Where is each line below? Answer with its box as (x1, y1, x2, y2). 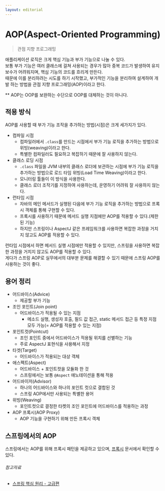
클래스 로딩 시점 (12, 157, 43, 163)
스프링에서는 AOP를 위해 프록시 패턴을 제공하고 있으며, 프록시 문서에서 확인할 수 (5, 446, 160, 452)
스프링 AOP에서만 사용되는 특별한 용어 (19, 391, 94, 397)
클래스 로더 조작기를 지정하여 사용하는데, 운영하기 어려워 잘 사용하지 (19, 182, 151, 188)
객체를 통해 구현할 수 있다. (25, 207, 75, 213)
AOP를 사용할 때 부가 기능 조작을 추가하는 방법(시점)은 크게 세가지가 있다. (5, 122, 147, 128)
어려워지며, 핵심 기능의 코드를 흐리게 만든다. (18, 69, 103, 75)
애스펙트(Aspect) (12, 360, 46, 366)
